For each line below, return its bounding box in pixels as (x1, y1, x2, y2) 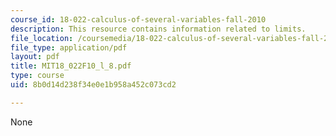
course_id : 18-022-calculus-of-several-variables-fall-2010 (10, 14, 267, 25)
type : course (10, 71, 65, 81)
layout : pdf (10, 52, 60, 62)
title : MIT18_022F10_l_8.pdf (10, 61, 132, 71)
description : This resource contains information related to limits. (10, 24, 307, 34)
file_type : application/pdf (10, 42, 128, 53)
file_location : (10, 33, 74, 43)
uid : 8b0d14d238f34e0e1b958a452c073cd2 (10, 80, 177, 90)
